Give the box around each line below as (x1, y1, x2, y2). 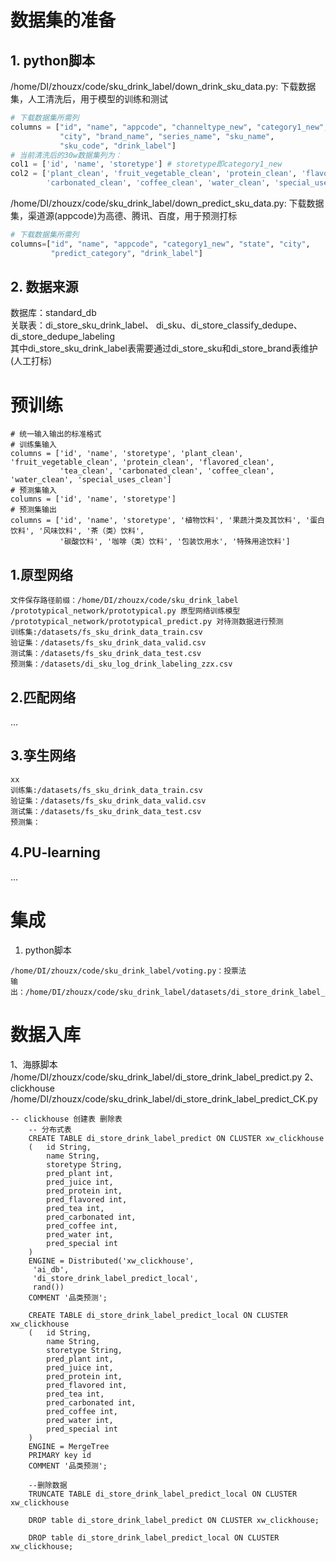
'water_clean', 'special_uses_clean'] (10, 475, 172, 485)
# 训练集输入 (10, 440, 57, 450)
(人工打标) (10, 355, 53, 367)
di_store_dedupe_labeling (10, 331, 115, 343)
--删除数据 (28, 1480, 68, 1490)
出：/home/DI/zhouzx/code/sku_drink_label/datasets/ (10, 987, 232, 997)
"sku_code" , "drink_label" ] (59, 141, 177, 151)
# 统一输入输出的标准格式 (10, 429, 102, 440)
